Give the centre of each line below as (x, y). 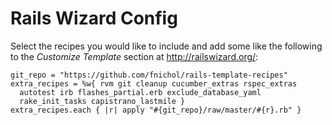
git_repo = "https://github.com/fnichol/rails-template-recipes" (149, 75)
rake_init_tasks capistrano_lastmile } (102, 101)
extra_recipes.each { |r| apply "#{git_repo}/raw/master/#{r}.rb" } (156, 110)
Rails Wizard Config (94, 18)
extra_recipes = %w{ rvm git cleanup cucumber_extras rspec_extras (154, 83)
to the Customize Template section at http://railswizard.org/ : (134, 56)
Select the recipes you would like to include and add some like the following (166, 46)
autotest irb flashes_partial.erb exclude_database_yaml (140, 92)
